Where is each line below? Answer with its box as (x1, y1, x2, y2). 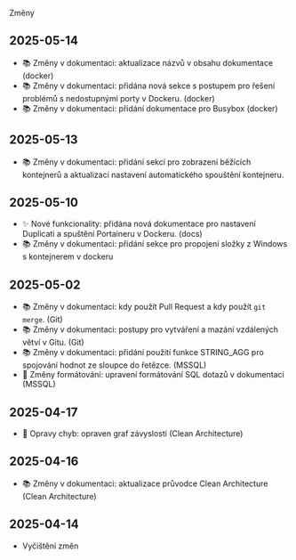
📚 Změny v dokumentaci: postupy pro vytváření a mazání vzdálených (21, 324, 278, 335)
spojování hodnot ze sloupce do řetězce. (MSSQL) (21, 360, 207, 370)
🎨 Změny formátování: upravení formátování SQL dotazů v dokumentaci (21, 369, 284, 380)
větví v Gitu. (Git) (21, 337, 84, 348)
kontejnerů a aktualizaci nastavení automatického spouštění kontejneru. (21, 169, 284, 180)
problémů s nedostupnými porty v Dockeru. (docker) (21, 93, 215, 103)
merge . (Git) (21, 314, 64, 325)
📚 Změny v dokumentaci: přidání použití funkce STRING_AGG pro (21, 347, 264, 358)
